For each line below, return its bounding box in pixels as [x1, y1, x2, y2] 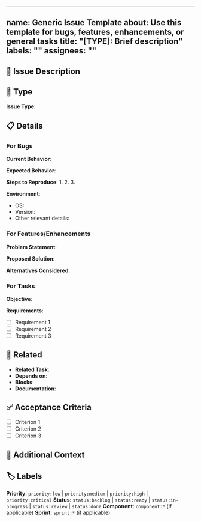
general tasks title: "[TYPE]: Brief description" [6, 37, 183, 47]
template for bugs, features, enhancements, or [6, 27, 184, 37]
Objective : [6, 295, 33, 302]
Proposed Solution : [6, 255, 55, 262]
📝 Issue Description [6, 66, 81, 76]
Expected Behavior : [6, 167, 56, 174]
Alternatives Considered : [6, 267, 71, 274]
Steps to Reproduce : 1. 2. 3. [6, 178, 76, 186]
